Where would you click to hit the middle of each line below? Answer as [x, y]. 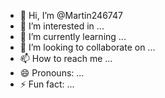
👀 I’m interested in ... [62, 26]
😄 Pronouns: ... [52, 73]
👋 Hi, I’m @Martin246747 [71, 15]
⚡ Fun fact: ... [47, 84]
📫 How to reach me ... [66, 58]
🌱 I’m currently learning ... [73, 36]
